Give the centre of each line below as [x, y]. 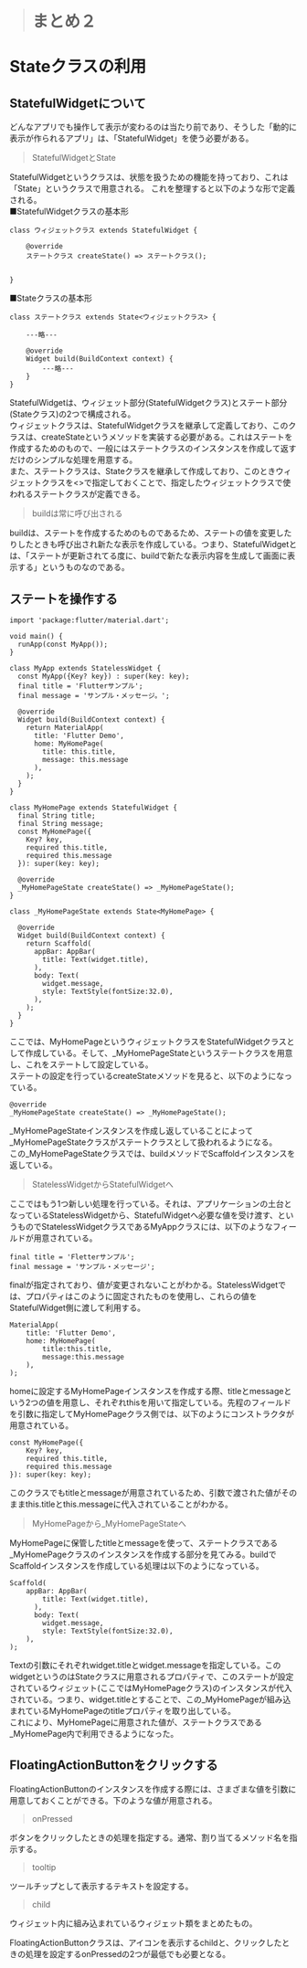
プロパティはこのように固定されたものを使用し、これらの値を [141, 1296]
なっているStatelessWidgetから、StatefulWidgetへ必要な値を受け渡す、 [144, 1215]
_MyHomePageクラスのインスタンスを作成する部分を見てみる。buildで [143, 1554]
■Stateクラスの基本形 [51, 298]
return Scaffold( [59, 944]
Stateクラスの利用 [78, 67]
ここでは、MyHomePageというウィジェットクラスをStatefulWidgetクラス [148, 1042]
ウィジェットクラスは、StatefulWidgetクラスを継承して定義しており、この [149, 426]
